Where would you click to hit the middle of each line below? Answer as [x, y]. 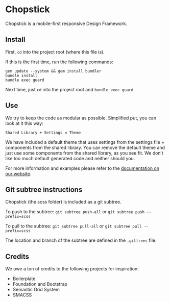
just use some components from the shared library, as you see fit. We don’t [84, 153]
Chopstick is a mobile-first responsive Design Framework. [66, 23]
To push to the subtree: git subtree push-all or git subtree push [75, 212]
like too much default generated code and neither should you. [70, 158]
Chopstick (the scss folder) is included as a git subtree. [63, 202]
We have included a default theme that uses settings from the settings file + [85, 142]
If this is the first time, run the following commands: [59, 62]
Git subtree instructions [44, 190]
